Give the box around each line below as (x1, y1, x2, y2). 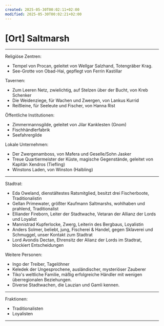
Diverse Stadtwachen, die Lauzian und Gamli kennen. (12, 282, 120, 288)
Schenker (12, 93, 32, 98)
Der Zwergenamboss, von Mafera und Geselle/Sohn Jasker (12, 151, 132, 157)
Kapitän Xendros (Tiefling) (12, 162, 65, 167)
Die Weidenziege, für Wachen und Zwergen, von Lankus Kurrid (12, 97, 139, 103)
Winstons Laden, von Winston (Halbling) (12, 167, 94, 173)
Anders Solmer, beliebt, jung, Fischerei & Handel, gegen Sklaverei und (12, 227, 153, 233)
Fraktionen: (5, 296, 28, 302)
